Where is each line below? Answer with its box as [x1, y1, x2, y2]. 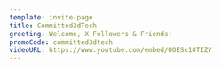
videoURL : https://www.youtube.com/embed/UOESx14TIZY [9, 46, 213, 55]
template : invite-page [9, 12, 93, 22]
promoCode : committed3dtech [9, 37, 114, 47]
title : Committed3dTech [9, 21, 98, 30]
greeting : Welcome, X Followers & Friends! [9, 29, 173, 38]
